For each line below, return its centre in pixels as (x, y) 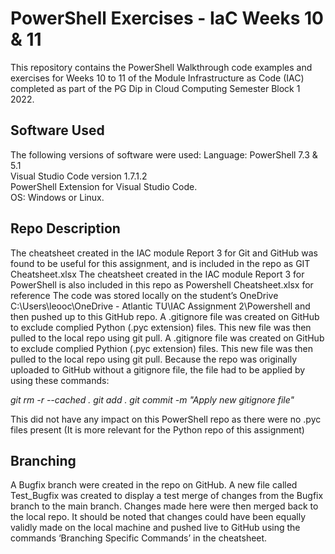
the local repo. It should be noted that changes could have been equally (158, 517)
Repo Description (65, 228)
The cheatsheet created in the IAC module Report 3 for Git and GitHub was (164, 253)
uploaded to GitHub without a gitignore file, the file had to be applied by (158, 369)
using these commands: (60, 380)
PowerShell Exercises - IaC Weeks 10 (167, 18)
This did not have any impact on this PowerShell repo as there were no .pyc (166, 419)
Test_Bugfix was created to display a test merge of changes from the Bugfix (167, 496)
